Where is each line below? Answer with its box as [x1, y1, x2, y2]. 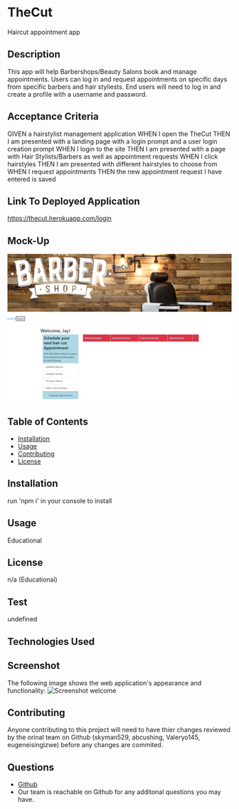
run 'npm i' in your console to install [7, 496, 112, 505]
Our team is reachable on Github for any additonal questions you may [17, 788, 222, 796]
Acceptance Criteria [7, 111, 99, 123]
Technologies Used [7, 636, 95, 648]
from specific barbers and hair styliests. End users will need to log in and [7, 82, 221, 91]
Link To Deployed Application [7, 195, 140, 207]
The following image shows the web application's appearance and [7, 678, 202, 687]
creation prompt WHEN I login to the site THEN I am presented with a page [7, 144, 226, 153]
